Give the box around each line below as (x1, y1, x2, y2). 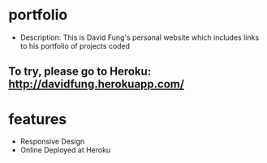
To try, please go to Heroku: (8, 65, 152, 79)
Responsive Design (19, 136, 85, 147)
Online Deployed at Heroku (19, 145, 111, 155)
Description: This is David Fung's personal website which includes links (19, 32, 260, 42)
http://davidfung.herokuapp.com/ (8, 77, 185, 91)
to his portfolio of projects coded (19, 41, 131, 50)
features (8, 109, 67, 128)
